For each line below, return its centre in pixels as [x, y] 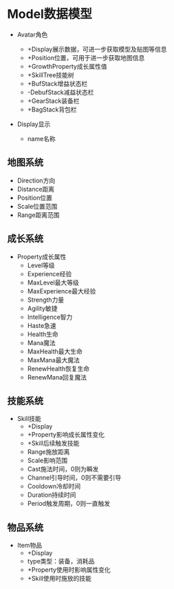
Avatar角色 [32, 34]
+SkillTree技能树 [51, 75]
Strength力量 [46, 300]
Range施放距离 [48, 452]
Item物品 [30, 546]
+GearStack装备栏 [53, 101]
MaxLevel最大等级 [53, 282]
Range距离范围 [38, 215]
